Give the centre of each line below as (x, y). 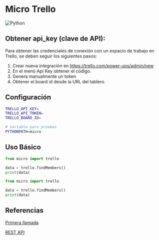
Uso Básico (23, 147)
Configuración (28, 98)
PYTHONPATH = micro (23, 132)
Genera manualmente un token (44, 76)
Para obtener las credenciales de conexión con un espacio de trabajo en (80, 50)
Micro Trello (30, 9)
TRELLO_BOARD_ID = (23, 118)
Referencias (24, 211)
